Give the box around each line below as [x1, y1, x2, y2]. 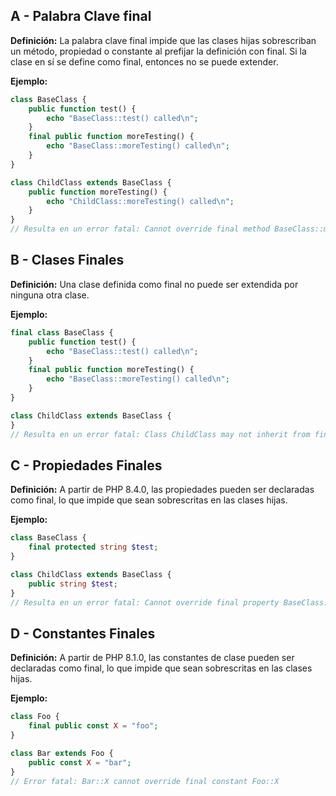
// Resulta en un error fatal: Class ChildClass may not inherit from [10, 429, 311, 439]
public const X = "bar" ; [28, 757, 132, 768]
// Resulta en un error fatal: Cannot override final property [10, 597, 280, 608]
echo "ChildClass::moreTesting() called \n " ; [46, 196, 235, 206]
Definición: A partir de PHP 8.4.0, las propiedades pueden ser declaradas [10, 484, 315, 496]
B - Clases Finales [10, 252, 125, 269]
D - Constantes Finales [10, 625, 156, 642]
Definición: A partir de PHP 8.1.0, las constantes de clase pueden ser [10, 652, 295, 664]
